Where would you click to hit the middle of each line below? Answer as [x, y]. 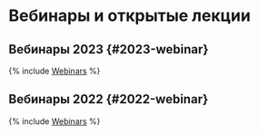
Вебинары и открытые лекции [129, 16]
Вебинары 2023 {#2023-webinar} [109, 49]
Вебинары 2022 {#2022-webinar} [109, 99]
